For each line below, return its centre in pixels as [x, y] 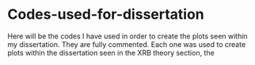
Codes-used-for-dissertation [106, 14]
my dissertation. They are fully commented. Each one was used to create [127, 44]
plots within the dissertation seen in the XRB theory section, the [111, 52]
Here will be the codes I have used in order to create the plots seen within [127, 36]
